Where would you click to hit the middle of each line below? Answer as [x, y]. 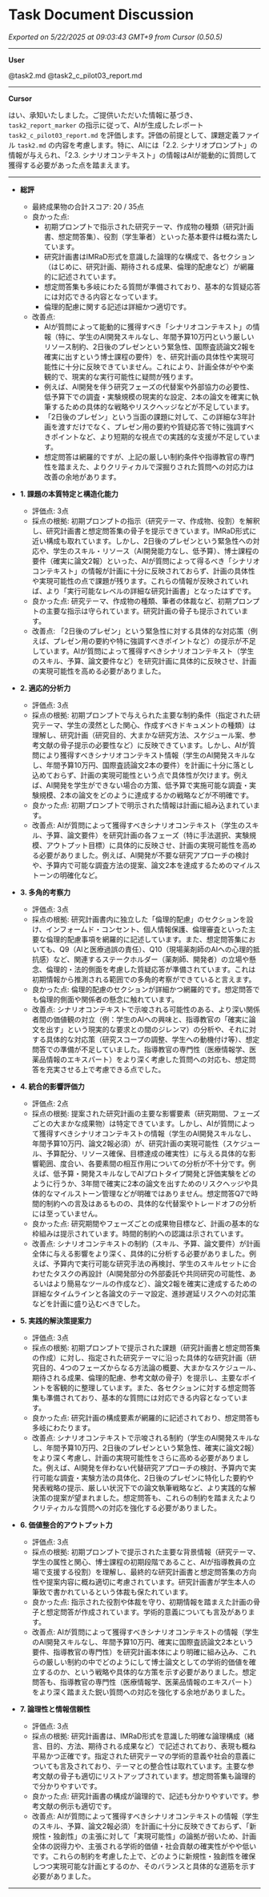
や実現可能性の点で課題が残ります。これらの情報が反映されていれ [140, 581]
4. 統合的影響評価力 [52, 1086]
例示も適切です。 [88, 1806]
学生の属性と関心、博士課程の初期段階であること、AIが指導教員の [141, 1561]
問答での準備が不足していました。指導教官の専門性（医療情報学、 [141, 1049]
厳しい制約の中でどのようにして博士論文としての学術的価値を [148, 1662]
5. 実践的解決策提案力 [56, 1320]
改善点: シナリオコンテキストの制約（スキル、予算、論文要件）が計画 [146, 1244]
